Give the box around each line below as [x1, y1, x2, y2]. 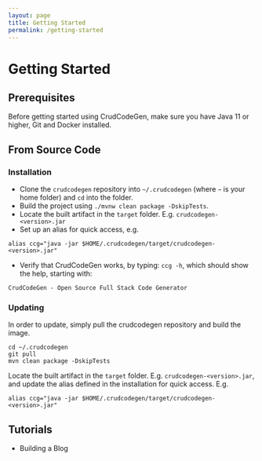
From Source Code [8, 143, 101, 156]
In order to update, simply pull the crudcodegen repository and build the [8, 320, 242, 330]
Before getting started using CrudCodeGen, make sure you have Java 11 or [8, 112, 249, 122]
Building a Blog [19, 444, 69, 453]
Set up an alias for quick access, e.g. [19, 225, 139, 234]
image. [8, 328, 31, 338]
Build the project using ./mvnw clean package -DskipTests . [19, 201, 209, 210]
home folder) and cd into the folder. [19, 193, 133, 203]
